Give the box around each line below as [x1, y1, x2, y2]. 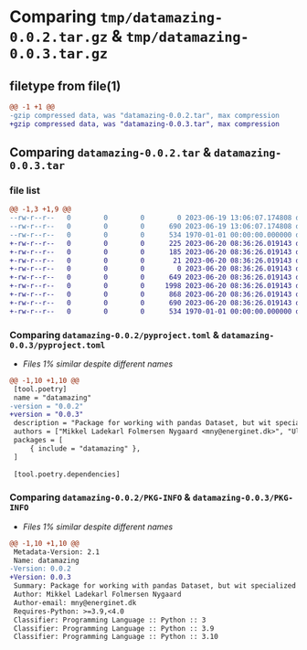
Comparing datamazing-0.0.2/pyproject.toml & [9, 328, 220, 341]
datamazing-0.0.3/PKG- [192, 493, 294, 504]
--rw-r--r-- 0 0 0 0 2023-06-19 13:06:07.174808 [9, 213, 292, 223]
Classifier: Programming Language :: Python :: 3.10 [13, 633, 219, 642]
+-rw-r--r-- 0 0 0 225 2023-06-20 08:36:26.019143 [9, 239, 292, 248]
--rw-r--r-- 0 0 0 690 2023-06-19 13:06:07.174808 [9, 222, 292, 231]
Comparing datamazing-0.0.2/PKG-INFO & [9, 491, 191, 504]
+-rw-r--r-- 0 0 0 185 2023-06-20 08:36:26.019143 [9, 247, 292, 257]
